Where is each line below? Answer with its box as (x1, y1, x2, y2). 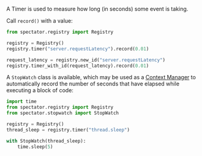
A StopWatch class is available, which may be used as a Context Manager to (6, 74, 196, 81)
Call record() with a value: (6, 17, 73, 24)
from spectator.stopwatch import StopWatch (6, 110, 119, 116)
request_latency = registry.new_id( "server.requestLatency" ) (6, 57, 166, 63)
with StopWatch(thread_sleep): (6, 138, 86, 144)
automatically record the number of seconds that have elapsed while (6, 80, 179, 88)
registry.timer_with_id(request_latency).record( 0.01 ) (6, 63, 149, 69)
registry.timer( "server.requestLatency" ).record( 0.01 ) (6, 45, 149, 52)
